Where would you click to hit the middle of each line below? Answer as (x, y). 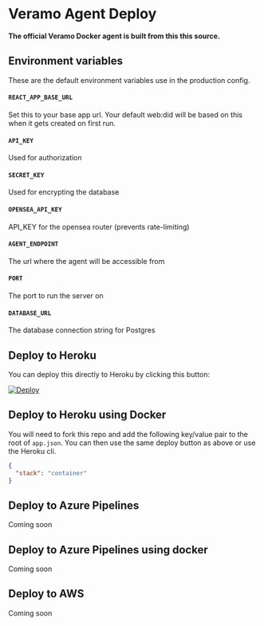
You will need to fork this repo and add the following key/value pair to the (128, 434)
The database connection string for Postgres (82, 330)
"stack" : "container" (51, 473)
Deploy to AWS (46, 594)
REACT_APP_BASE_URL (41, 98)
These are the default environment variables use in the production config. (129, 80)
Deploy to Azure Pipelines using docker (108, 550)
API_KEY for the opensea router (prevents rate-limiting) (99, 226)
